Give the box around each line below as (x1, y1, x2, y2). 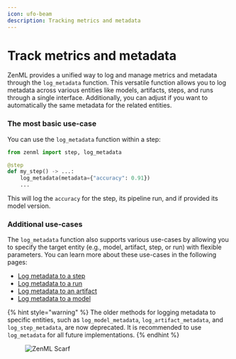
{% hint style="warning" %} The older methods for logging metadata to (7, 308, 216, 316)
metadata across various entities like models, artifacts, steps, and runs (7, 86, 214, 94)
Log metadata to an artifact (17, 287, 98, 295)
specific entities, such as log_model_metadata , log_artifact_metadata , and (7, 316, 223, 324)
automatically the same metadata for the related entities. (7, 101, 172, 110)
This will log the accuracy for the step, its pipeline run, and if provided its (7, 194, 218, 203)
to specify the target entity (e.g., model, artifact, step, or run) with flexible (7, 243, 222, 252)
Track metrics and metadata (7, 48, 177, 64)
